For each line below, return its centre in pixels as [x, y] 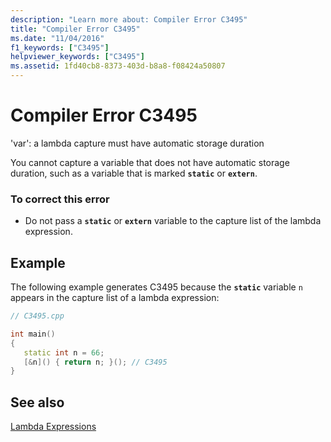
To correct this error [60, 199]
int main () [33, 334]
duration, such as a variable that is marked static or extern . [134, 173]
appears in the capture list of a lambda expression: [115, 298]
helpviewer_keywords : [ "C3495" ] [77, 57]
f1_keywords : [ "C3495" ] [60, 47]
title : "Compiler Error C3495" [75, 29]
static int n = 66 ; [64, 352]
